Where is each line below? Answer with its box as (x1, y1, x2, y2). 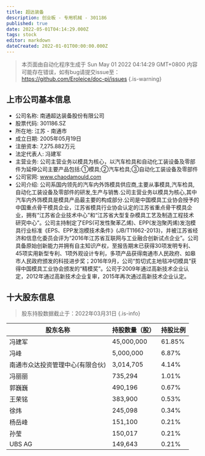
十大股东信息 (6, 292, 55, 303)
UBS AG (9, 439, 32, 448)
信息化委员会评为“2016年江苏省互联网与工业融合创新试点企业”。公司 (26, 234, 199, 242)
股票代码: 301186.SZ (15, 119, 66, 127)
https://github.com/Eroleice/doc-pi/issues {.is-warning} (21, 75, 162, 83)
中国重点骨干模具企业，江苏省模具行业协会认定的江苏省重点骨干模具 (15, 203, 187, 211)
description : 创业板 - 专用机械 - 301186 (6, 15, 107, 21)
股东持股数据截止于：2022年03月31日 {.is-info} (21, 310, 141, 317)
